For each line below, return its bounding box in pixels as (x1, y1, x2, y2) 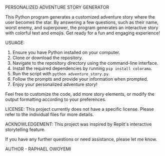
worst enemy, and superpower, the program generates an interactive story (5, 25, 158, 31)
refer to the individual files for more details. (5, 111, 94, 117)
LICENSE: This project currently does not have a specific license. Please (5, 106, 154, 112)
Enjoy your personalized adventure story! (12, 81, 97, 87)
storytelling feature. (5, 126, 46, 132)
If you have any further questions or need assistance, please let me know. (5, 136, 157, 142)
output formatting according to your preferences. (5, 96, 106, 102)
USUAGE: (5, 40, 25, 46)
